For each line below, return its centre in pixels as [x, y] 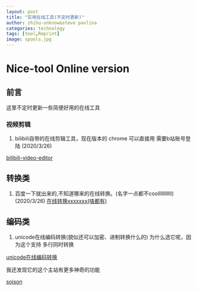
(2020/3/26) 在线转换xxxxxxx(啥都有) [61, 201]
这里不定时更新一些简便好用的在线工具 [53, 107]
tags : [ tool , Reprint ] [33, 34]
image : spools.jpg [29, 39]
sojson [14, 281]
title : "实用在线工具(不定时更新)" [45, 17]
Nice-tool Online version [68, 69]
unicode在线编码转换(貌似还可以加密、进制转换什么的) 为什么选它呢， [100, 237]
